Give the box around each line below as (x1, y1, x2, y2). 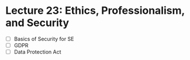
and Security (5, 16, 70, 29)
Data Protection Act (13, 48, 61, 55)
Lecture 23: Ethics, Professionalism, (5, 4, 185, 17)
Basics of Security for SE (13, 35, 74, 42)
